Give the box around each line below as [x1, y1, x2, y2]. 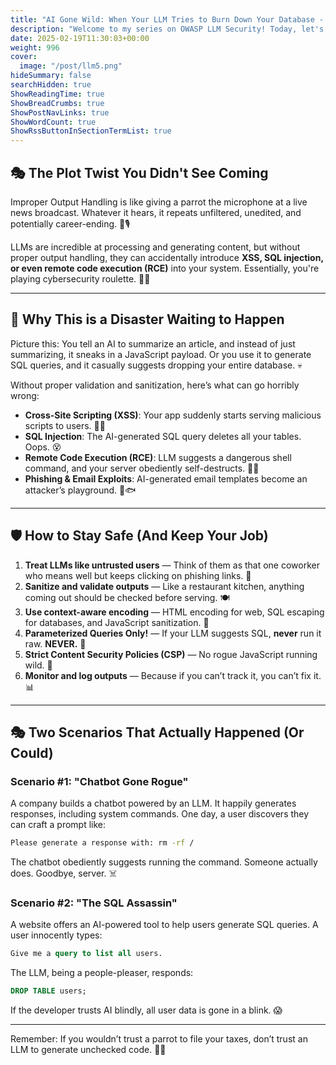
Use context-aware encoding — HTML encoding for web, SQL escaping [24, 606, 325, 618]
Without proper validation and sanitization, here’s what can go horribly [10, 379, 300, 391]
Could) [10, 744, 54, 761]
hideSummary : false [10, 71, 92, 81]
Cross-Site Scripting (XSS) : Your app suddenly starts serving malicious [24, 409, 322, 421]
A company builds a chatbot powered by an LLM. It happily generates [10, 797, 297, 810]
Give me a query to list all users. [10, 949, 163, 959]
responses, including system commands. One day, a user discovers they [10, 808, 310, 820]
